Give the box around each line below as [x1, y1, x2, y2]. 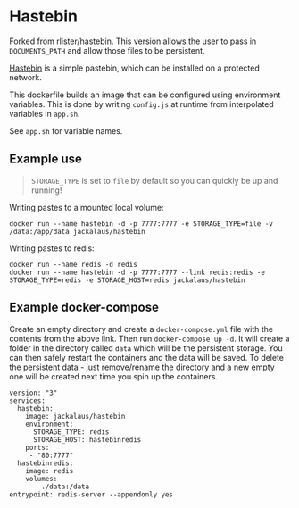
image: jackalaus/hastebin [25, 412, 126, 421]
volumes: [25, 474, 58, 483]
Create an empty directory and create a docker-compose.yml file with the [9, 323, 274, 334]
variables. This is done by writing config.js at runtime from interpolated [9, 98, 274, 109]
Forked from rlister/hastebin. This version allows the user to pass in [9, 36, 257, 46]
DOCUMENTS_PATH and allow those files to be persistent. [9, 45, 205, 55]
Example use [9, 152, 83, 167]
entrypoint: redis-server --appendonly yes [9, 489, 174, 499]
